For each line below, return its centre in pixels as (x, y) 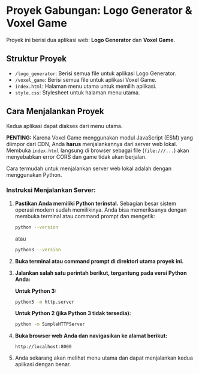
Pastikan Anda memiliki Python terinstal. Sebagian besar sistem (96, 203)
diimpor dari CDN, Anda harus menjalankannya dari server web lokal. (92, 144)
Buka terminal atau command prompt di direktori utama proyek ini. (99, 261)
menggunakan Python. (34, 174)
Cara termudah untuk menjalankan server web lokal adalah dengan (89, 168)
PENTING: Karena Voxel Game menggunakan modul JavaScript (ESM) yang (100, 137)
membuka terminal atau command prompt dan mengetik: (85, 216)
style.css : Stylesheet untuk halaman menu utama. (77, 92)
